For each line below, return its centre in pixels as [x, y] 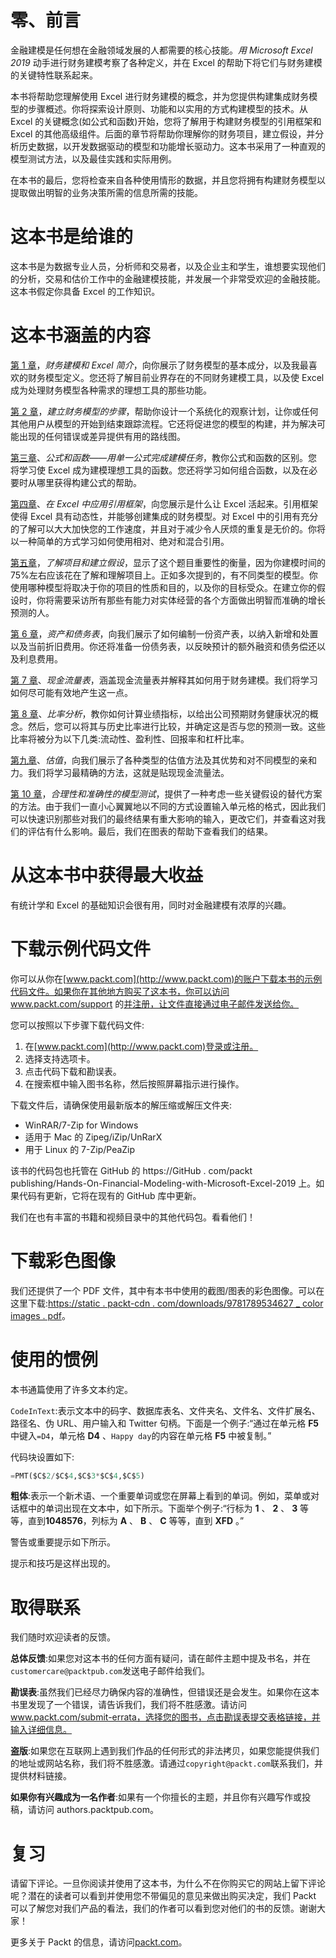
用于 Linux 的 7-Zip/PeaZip [80, 1149]
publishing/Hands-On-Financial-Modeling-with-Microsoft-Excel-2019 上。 [163, 1183]
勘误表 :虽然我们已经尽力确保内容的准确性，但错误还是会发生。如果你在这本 [165, 1692]
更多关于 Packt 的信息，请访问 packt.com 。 [99, 1942]
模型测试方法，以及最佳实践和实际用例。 [93, 158]
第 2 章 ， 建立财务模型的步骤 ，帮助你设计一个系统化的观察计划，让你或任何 [164, 411]
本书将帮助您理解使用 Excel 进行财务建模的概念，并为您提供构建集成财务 [160, 96]
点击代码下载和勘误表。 [73, 1071]
